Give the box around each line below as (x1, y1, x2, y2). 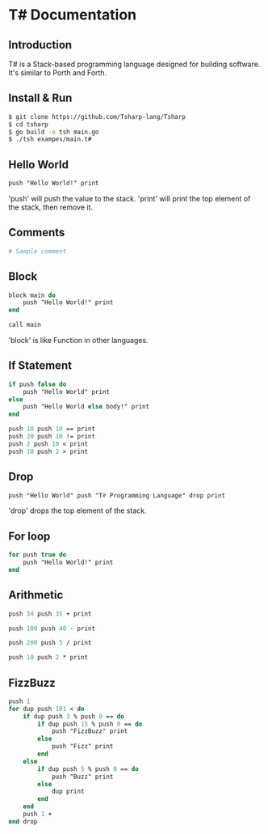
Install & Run (8, 91, 73, 105)
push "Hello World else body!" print (23, 403, 150, 411)
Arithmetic (8, 588, 64, 602)
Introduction (8, 38, 73, 52)
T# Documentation (8, 6, 137, 24)
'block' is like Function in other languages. (8, 336, 149, 345)
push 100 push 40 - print (8, 624, 95, 633)
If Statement (8, 358, 73, 373)
